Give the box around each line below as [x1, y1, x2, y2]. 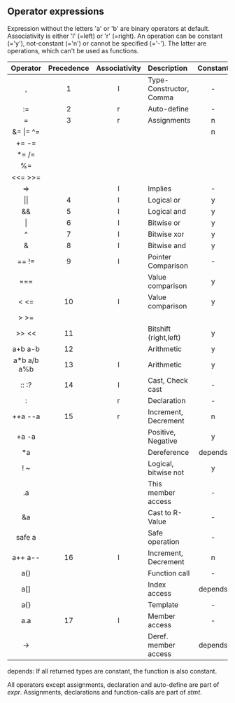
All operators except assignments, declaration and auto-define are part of [7, 680, 220, 689]
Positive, [148, 427, 176, 437]
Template [148, 599, 179, 609]
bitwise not [148, 467, 185, 477]
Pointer [148, 252, 172, 261]
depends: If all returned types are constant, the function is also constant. [7, 667, 218, 675]
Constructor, [148, 83, 190, 93]
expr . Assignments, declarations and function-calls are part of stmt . [7, 688, 203, 696]
